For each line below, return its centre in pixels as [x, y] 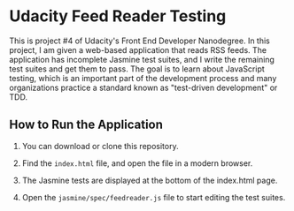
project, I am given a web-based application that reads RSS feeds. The [138, 49]
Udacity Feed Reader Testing [118, 16]
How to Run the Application [86, 125]
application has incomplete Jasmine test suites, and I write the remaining [142, 59]
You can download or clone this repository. [100, 146]
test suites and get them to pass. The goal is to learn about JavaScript [137, 69]
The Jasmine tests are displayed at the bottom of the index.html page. [150, 180]
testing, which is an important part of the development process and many [143, 78]
